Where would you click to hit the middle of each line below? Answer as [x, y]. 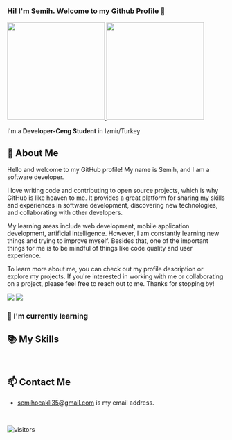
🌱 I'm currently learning [48, 316]
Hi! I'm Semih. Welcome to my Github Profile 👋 [86, 11]
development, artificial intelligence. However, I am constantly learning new [113, 234]
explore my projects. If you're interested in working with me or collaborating [115, 276]
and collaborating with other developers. [65, 213]
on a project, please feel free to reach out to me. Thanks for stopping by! [111, 284]
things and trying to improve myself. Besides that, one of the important [108, 241]
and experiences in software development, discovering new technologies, [113, 205]
